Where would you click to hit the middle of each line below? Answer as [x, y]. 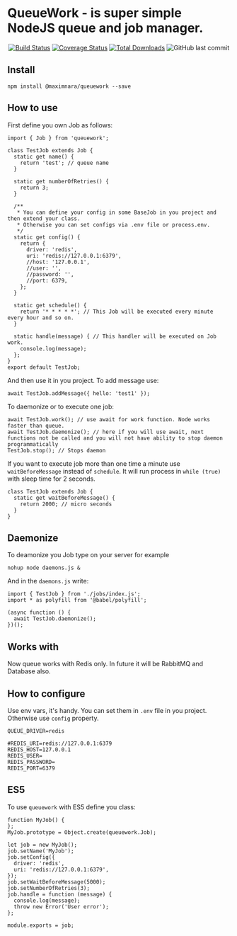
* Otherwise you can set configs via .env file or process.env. [114, 224]
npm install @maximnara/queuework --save [69, 86]
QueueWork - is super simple [94, 13]
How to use [33, 108]
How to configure [46, 694]
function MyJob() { [36, 820]
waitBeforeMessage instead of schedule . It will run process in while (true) [114, 471]
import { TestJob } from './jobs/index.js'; [74, 594]
